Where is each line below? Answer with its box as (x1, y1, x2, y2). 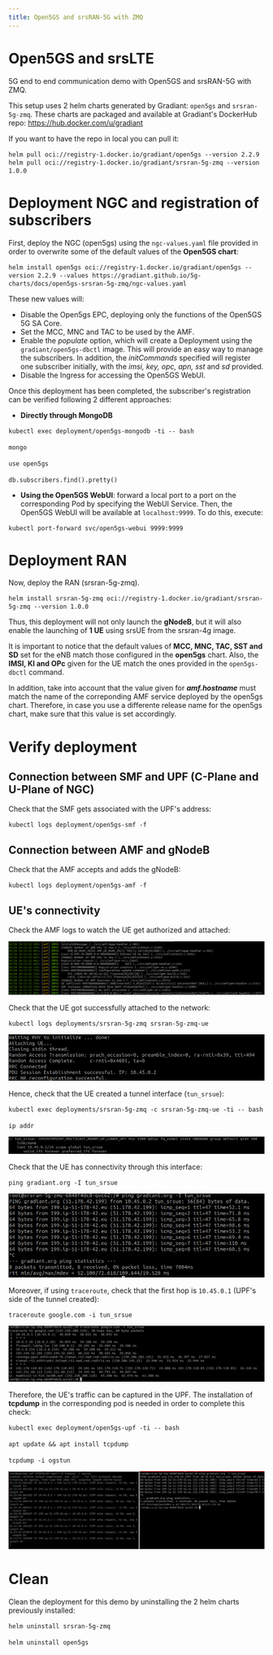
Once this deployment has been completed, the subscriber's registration (8, 386, 251, 395)
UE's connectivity (8, 903, 101, 917)
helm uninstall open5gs (8, 1638, 89, 1647)
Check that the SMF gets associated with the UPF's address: (8, 804, 211, 814)
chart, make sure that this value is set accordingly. (8, 709, 177, 719)
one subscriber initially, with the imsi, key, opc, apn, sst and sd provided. (19, 361, 264, 371)
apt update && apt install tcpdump (8, 1440, 129, 1448)
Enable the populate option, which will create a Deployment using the (19, 335, 253, 345)
